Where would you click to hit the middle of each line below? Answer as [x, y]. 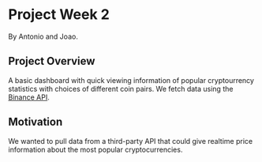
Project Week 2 [59, 15]
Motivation [36, 122]
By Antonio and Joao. [43, 36]
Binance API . [29, 97]
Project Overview [52, 61]
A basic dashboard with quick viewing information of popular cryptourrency [131, 80]
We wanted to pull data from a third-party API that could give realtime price [131, 141]
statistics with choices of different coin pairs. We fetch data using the [121, 89]
